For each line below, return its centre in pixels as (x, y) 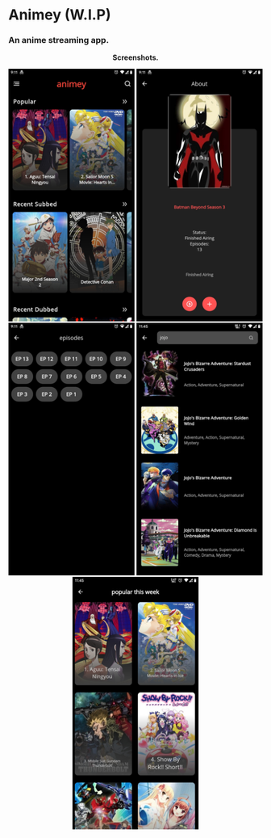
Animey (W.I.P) (60, 15)
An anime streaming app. (59, 40)
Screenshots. (135, 57)
